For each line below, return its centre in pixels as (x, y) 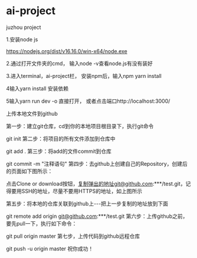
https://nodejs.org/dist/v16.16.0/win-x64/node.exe (67, 51)
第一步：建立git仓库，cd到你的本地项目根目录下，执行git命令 (80, 126)
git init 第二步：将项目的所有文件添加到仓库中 (61, 138)
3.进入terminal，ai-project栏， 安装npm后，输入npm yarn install (84, 76)
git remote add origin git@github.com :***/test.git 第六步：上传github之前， (97, 216)
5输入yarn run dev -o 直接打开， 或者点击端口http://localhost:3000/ (88, 101)
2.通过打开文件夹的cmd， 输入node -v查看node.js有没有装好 (80, 63)
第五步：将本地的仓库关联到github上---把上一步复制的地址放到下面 (87, 203)
